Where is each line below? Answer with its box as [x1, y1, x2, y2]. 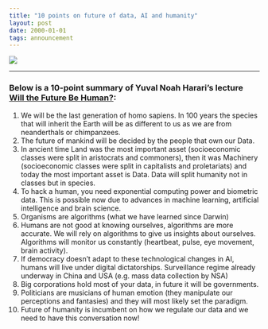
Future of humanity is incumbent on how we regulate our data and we [20, 304, 249, 314]
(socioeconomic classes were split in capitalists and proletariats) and [20, 161, 247, 171]
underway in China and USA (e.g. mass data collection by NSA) [20, 271, 229, 281]
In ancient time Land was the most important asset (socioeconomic [20, 144, 241, 153]
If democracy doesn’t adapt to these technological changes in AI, [20, 254, 235, 263]
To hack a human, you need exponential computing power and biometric [20, 186, 258, 195]
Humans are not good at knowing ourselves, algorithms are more [20, 220, 234, 230]
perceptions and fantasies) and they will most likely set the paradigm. [20, 296, 249, 306]
